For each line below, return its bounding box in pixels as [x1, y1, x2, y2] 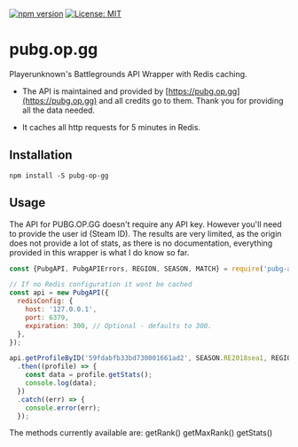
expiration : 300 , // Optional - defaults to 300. [25, 321, 213, 330]
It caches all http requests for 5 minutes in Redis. [21, 122, 201, 132]
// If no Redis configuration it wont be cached [9, 280, 192, 289]
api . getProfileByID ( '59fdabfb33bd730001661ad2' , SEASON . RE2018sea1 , [9, 354, 268, 363]
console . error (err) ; [25, 404, 101, 412]
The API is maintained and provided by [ [21, 85, 169, 97]
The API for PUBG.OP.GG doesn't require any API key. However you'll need [9, 218, 282, 230]
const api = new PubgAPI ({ [9, 288, 109, 297]
